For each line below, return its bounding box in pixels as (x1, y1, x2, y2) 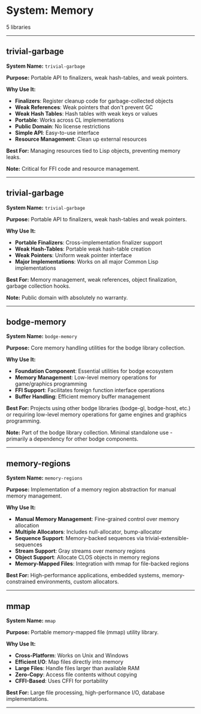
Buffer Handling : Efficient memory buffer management (14, 393, 151, 400)
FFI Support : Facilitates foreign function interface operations (14, 387, 165, 394)
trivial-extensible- (145, 535, 189, 542)
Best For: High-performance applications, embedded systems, (6, 572, 161, 579)
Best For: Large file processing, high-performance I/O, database (6, 689, 165, 696)
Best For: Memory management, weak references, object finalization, (6, 276, 178, 283)
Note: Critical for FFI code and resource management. (6, 165, 140, 172)
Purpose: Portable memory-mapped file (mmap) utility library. (6, 629, 159, 635)
